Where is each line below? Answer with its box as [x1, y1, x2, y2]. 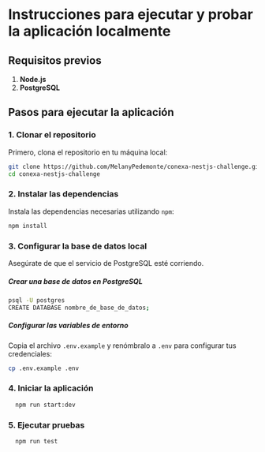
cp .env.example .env [8, 364, 80, 372]
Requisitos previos [8, 54, 102, 67]
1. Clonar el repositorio [8, 129, 96, 140]
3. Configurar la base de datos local [8, 241, 147, 252]
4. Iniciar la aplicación [8, 383, 94, 394]
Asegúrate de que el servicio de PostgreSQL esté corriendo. [8, 258, 204, 267]
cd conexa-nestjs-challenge [8, 170, 101, 178]
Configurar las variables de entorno [8, 321, 129, 331]
